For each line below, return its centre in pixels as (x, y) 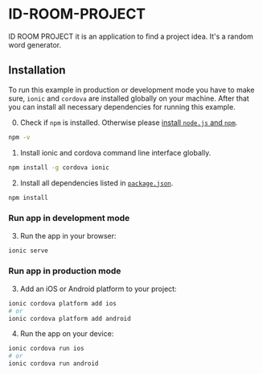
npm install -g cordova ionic (59, 167)
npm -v (19, 137)
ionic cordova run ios (46, 349)
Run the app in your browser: (68, 235)
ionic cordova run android (53, 364)
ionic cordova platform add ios (62, 303)
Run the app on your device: (67, 334)
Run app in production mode (65, 271)
